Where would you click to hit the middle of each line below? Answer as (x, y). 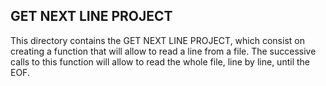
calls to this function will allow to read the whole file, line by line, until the (160, 61)
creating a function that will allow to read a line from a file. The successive (163, 51)
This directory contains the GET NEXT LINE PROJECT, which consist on (157, 40)
